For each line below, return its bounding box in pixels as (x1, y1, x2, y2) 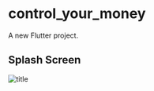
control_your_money (8, 5, 146, 23)
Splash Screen (8, 53, 81, 67)
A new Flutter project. (8, 31, 79, 40)
